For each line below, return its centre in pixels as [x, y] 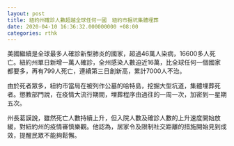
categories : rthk [32, 33]
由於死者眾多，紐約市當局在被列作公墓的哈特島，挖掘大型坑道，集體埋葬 [111, 86]
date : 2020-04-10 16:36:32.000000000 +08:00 [73, 26]
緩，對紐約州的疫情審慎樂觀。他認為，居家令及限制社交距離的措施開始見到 [114, 127]
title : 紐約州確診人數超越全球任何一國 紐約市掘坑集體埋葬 [83, 20]
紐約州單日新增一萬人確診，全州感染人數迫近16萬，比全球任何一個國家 [120, 63]
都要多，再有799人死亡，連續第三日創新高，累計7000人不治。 [96, 71]
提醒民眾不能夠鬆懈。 [50, 136]
